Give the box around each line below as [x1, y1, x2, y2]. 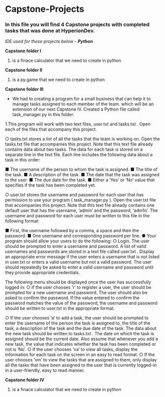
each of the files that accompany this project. [5, 126, 97, 132]
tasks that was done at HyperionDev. [5, 27, 95, 34]
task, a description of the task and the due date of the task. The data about [5, 325, 157, 331]
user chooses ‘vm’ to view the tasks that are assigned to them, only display [5, 357, 157, 363]
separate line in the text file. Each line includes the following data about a [5, 152, 153, 158]
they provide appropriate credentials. [5, 270, 80, 276]
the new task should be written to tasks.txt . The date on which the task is [5, 331, 154, 337]
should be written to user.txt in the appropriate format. [5, 305, 115, 312]
